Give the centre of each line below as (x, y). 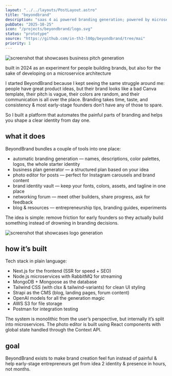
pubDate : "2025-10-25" (29, 24)
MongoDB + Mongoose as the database (55, 282)
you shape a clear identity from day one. (48, 120)
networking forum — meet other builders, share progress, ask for (81, 196)
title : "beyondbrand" (28, 15)
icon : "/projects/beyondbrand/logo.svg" (49, 29)
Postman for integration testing (45, 309)
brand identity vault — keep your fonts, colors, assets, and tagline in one (89, 186)
